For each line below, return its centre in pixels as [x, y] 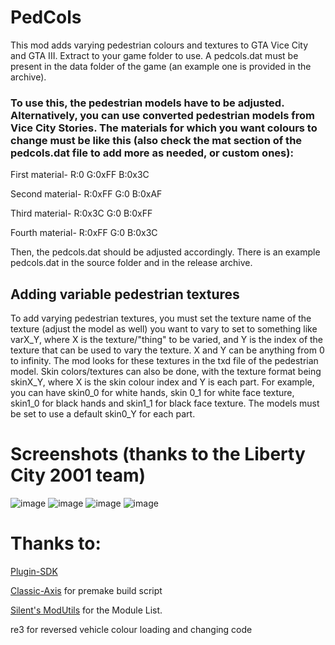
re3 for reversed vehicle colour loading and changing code [131, 629]
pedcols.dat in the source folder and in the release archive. [131, 263]
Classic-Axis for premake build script [86, 590]
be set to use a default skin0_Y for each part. [103, 414]
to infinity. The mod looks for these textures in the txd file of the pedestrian [164, 361]
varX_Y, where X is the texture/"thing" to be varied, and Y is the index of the [167, 340]
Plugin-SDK [34, 571]
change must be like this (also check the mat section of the [156, 140]
